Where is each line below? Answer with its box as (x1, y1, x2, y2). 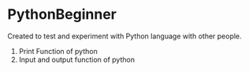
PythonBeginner (7, 5, 117, 23)
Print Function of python (18, 46, 98, 56)
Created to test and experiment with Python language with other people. (7, 31, 242, 41)
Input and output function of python (18, 55, 136, 64)
